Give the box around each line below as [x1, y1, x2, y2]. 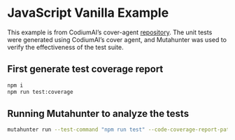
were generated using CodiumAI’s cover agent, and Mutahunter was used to [7, 35, 227, 43]
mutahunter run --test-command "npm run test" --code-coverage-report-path [7, 126, 233, 134]
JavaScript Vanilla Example [7, 5, 169, 21]
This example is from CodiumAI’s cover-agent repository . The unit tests [7, 28, 213, 36]
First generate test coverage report [7, 63, 164, 75]
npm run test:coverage [7, 88, 73, 95]
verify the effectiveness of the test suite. [7, 43, 124, 51]
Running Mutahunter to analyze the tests [7, 107, 190, 120]
